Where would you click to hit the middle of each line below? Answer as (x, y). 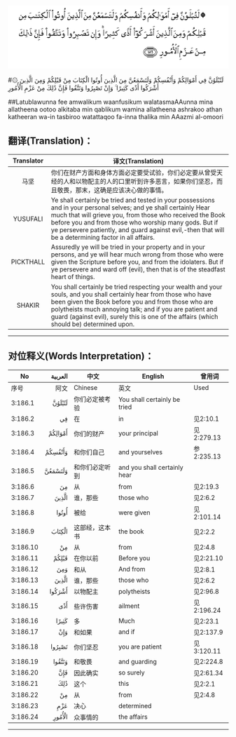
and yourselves (141, 452)
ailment (129, 606)
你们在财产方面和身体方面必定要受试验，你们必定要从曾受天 (137, 172)
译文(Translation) (138, 161)
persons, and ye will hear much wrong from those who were (137, 255)
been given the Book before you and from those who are (132, 302)
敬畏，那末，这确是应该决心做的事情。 (112, 190)
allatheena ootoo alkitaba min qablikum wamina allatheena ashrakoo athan (115, 109)
